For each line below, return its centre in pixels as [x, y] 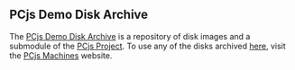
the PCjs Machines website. [61, 55]
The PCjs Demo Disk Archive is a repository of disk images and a [130, 36]
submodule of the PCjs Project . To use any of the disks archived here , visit [147, 46]
